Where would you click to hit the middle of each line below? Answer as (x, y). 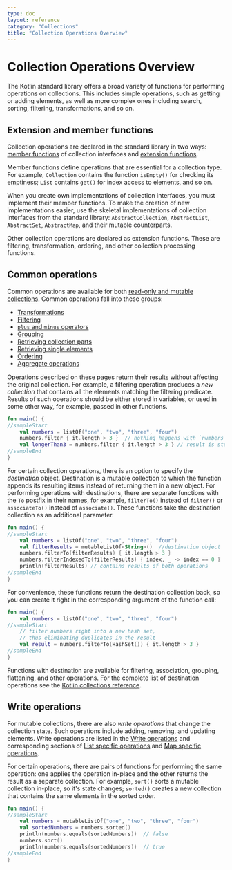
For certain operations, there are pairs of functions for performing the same (115, 766)
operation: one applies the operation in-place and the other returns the (108, 774)
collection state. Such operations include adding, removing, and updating (111, 731)
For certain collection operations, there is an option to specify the (100, 470)
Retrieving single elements (55, 349)
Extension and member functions (80, 130)
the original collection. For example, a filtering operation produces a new (110, 384)
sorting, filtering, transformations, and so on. (71, 109)
